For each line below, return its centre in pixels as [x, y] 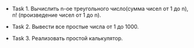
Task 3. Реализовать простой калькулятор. [67, 38]
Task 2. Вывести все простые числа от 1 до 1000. [75, 27]
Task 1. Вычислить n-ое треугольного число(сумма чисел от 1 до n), [100, 9]
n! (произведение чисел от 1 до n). [56, 15]
